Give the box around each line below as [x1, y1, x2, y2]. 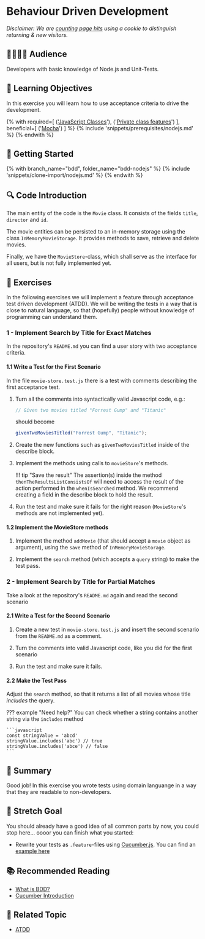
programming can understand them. [6, 313, 98, 320]
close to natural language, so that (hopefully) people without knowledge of [6, 307, 195, 314]
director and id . [6, 216, 48, 224]
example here [15, 847, 50, 855]
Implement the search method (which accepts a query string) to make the [15, 556, 199, 563]
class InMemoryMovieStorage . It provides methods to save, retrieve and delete [6, 235, 199, 242]
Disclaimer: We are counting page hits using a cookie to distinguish [6, 25, 177, 32]
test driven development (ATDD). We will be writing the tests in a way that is [6, 300, 198, 307]
